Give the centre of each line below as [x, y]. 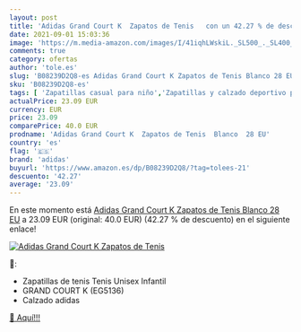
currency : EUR [36, 109]
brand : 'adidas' [39, 159]
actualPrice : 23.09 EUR [54, 101]
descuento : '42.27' [46, 176]
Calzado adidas [51, 301]
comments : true [38, 51]
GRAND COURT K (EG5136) [73, 291]
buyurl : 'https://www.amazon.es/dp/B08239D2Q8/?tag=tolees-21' [130, 168]
